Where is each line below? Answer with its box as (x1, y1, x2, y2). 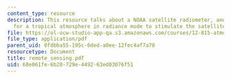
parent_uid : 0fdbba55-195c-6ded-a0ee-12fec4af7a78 (7, 42, 155, 49)
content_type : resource (7, 10, 76, 17)
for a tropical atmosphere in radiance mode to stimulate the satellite (13, 23, 226, 30)
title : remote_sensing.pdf (7, 55, 85, 62)
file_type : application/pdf (7, 36, 88, 43)
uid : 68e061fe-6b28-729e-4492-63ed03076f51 (7, 61, 134, 68)
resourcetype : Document (7, 49, 76, 56)
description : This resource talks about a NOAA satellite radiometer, (7, 16, 214, 23)
